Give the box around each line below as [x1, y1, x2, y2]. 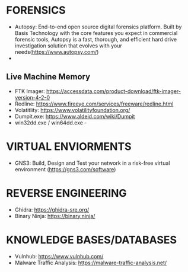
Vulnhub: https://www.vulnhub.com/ [14, 252, 104, 260]
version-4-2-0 [14, 94, 50, 101]
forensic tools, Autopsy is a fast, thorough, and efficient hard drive [14, 36, 177, 43]
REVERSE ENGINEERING [6, 186, 127, 200]
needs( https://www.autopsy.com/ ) [14, 48, 99, 55]
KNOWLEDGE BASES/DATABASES [6, 233, 177, 247]
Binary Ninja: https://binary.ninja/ [14, 212, 95, 219]
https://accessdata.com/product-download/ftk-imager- [46, 87, 181, 95]
